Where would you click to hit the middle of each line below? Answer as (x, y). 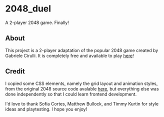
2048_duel (28, 9)
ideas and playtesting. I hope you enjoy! (46, 109)
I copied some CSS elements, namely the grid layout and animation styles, (81, 83)
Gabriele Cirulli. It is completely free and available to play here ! (69, 55)
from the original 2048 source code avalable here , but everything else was (82, 88)
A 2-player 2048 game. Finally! (37, 22)
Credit (15, 71)
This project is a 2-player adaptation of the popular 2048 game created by (82, 50)
